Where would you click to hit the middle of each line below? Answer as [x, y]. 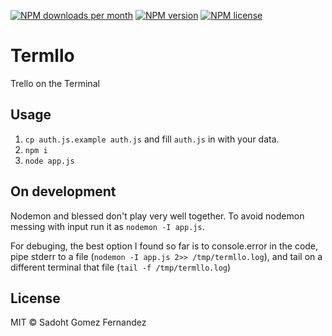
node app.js [49, 161]
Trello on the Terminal [55, 83]
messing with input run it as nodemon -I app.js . [107, 226]
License [35, 298]
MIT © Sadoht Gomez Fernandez [78, 322]
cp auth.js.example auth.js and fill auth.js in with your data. [152, 139]
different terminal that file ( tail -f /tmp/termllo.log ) [121, 267]
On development [63, 191]
